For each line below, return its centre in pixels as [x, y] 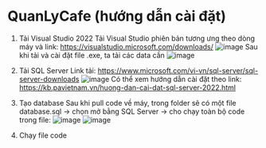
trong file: [35, 119]
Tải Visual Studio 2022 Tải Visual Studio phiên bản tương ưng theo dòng [137, 38]
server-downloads [49, 79]
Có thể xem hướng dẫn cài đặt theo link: [176, 79]
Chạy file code [43, 135]
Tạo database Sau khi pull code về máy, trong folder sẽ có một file [127, 103]
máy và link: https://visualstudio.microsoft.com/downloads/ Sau [138, 46]
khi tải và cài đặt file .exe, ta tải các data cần [92, 55]
